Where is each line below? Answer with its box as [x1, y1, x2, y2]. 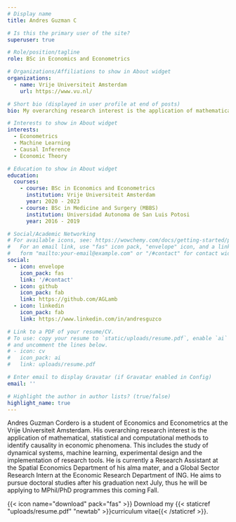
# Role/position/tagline [7, 49, 80, 56]
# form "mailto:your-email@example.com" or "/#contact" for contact [7, 250, 218, 257]
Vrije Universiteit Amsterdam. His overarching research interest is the [7, 426, 207, 435]
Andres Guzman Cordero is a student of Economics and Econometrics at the [7, 418, 228, 427]
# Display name [7, 10, 52, 18]
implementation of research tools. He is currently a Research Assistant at [7, 456, 218, 465]
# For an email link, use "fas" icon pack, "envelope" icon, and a [7, 244, 216, 251]
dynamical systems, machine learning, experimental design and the [7, 449, 202, 457]
